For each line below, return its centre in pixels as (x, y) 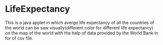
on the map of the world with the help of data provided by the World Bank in (81, 33)
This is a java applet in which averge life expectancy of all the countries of (80, 22)
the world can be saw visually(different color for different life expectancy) (79, 27)
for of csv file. (19, 38)
